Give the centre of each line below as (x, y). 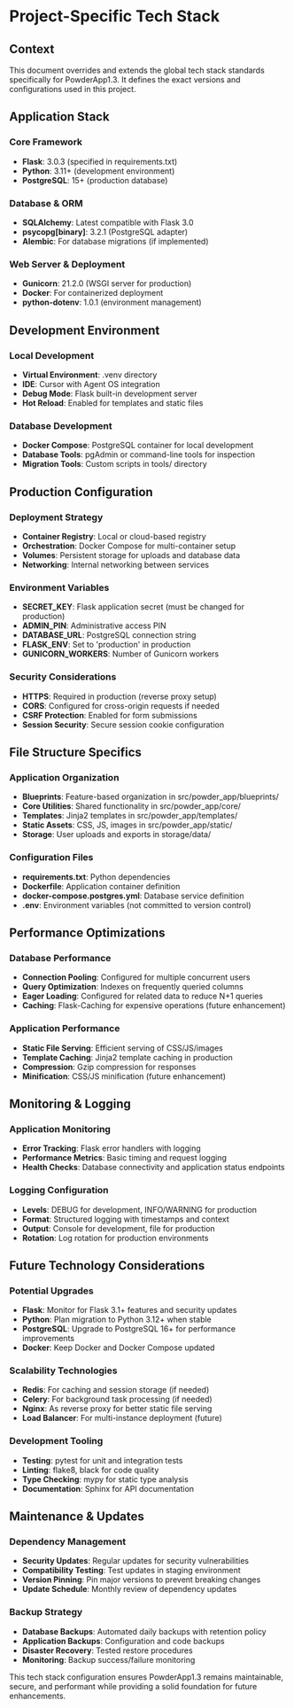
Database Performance (60, 958)
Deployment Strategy (56, 517)
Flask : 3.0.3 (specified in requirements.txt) (100, 161)
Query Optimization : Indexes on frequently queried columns (132, 987)
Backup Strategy (46, 1612)
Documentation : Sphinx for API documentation (108, 1488)
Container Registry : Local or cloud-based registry (114, 536)
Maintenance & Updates (77, 1517)
